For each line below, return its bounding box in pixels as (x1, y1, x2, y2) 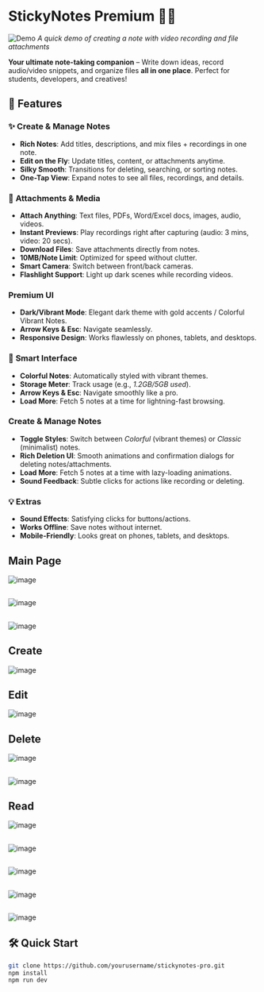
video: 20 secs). (19, 236, 73, 245)
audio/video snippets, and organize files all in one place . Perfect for (8, 65, 230, 75)
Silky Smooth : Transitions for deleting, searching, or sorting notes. (19, 164, 238, 174)
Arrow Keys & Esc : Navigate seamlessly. (19, 325, 153, 334)
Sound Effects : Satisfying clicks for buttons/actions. (19, 514, 191, 523)
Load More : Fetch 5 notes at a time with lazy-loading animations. (19, 468, 232, 477)
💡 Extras (8, 496, 42, 507)
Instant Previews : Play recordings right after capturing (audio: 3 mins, (19, 227, 250, 237)
